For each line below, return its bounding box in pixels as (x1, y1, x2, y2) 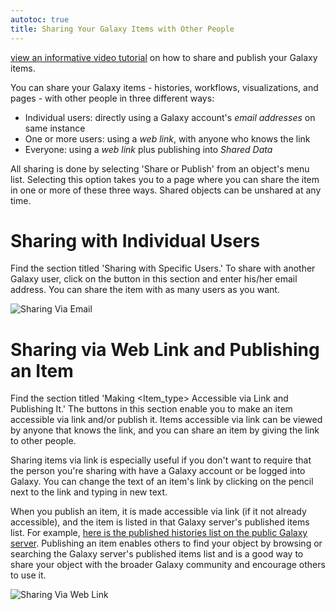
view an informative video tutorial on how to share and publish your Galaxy (10, 51, 318, 63)
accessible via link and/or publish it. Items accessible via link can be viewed (10, 414, 323, 426)
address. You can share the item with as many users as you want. (10, 284, 280, 296)
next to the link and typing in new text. (10, 486, 168, 498)
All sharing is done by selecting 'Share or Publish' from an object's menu (10, 162, 310, 175)
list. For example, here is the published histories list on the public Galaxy (10, 527, 308, 539)
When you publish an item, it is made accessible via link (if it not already (10, 506, 307, 518)
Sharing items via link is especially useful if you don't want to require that (10, 454, 312, 466)
